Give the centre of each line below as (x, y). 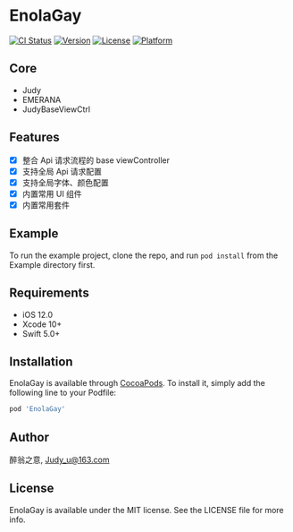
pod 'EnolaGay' (38, 409)
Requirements (49, 293)
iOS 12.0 (38, 314)
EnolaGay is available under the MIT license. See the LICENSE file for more (146, 510)
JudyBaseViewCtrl (56, 109)
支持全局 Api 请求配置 (62, 171)
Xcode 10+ (42, 324)
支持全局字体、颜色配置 (65, 182)
